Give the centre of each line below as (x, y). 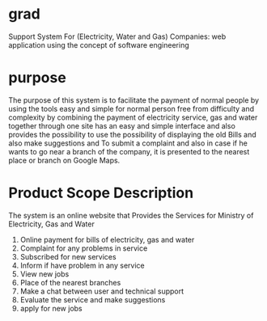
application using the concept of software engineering (99, 44)
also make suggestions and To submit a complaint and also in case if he (128, 143)
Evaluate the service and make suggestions (93, 299)
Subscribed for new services (68, 256)
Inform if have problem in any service (82, 265)
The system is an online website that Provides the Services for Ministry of (131, 215)
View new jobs (44, 274)
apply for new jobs (51, 308)
